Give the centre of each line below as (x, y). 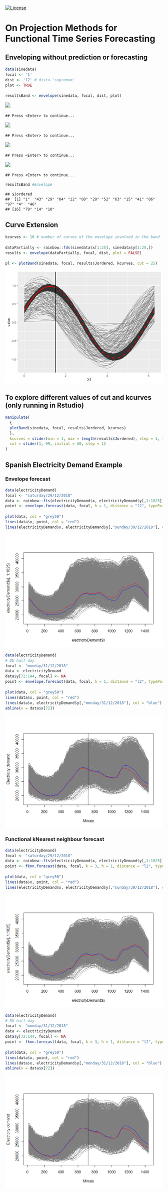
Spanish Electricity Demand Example (64, 465)
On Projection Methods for (61, 28)
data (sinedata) (21, 69)
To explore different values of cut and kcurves (78, 397)
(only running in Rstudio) (44, 405)
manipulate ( (17, 417)
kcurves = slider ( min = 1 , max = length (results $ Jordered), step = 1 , (85, 439)
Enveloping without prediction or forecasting (76, 57)
